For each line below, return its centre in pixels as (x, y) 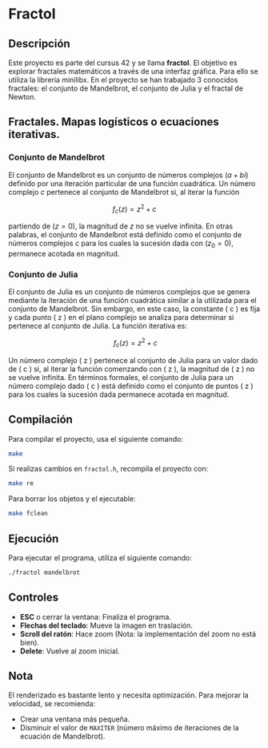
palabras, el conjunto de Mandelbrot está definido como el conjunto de (125, 235)
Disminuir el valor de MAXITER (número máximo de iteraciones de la (129, 728)
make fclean (28, 514)
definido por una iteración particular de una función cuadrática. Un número (132, 183)
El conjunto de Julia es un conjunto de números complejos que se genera (129, 292)
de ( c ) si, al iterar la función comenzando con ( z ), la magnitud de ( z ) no (132, 369)
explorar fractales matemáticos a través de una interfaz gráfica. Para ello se (133, 71)
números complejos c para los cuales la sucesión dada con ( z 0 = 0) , (121, 244)
